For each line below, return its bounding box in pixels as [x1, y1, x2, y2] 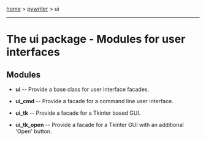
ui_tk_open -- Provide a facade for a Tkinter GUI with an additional [15, 121, 184, 128]
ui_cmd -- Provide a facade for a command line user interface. [15, 98, 174, 104]
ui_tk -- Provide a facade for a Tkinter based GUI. [15, 109, 141, 117]
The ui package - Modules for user [6, 32, 186, 46]
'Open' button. [15, 128, 52, 135]
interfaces [6, 45, 60, 59]
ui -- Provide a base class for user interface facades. [15, 85, 149, 93]
